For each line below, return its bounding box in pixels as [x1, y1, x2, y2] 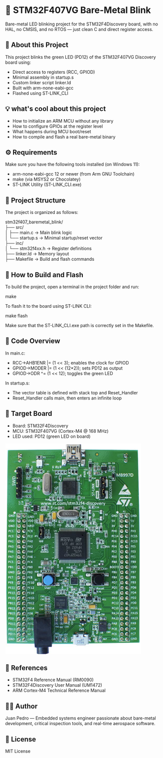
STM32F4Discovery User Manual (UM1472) [12, 682, 102, 688]
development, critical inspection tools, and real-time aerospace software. [5, 721, 156, 727]
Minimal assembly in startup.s [12, 74, 74, 80]
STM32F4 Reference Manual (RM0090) [12, 677, 94, 683]
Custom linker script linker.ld [12, 79, 71, 85]
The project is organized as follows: [5, 209, 79, 215]
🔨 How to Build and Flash [5, 270, 84, 279]
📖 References [5, 664, 48, 672]
